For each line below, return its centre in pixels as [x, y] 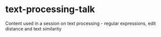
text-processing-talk [50, 9]
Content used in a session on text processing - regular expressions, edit [80, 23]
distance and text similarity [34, 28]
